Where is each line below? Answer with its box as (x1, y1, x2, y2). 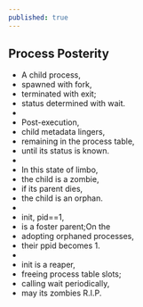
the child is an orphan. (20, 193, 104, 203)
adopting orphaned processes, (20, 231, 135, 242)
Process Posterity (8, 46, 110, 62)
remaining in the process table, (20, 136, 135, 147)
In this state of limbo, (20, 164, 99, 175)
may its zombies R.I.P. (20, 287, 102, 299)
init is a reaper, (20, 260, 76, 270)
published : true (8, 12, 68, 22)
